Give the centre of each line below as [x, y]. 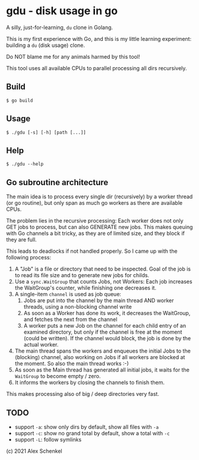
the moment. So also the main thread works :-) [72, 364]
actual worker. [41, 345]
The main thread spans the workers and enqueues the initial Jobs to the [103, 351]
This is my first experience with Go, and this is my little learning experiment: [99, 39]
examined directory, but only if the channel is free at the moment [103, 332]
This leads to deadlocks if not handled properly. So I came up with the [92, 251]
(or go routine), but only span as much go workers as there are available [94, 203]
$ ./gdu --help [25, 164]
